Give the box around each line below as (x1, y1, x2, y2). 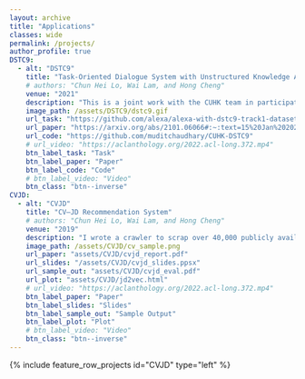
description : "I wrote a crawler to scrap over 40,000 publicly (25, 233, 274, 242)
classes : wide (9, 30, 64, 39)
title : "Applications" (9, 22, 95, 31)
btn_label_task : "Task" (25, 148, 116, 157)
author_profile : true (9, 47, 92, 56)
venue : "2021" (25, 89, 79, 98)
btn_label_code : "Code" (25, 165, 116, 175)
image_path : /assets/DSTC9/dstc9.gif (25, 106, 169, 115)
